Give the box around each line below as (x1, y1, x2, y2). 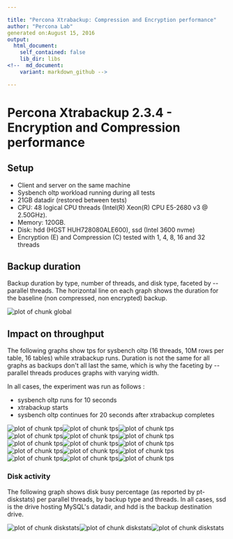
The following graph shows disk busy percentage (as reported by (7, 487, 195, 496)
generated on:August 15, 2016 (7, 29, 96, 36)
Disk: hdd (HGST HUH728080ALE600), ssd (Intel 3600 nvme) (17, 225, 195, 234)
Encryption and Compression (7, 120, 181, 135)
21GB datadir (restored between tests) (17, 195, 128, 204)
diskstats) (7, 495, 36, 503)
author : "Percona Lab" (7, 22, 73, 30)
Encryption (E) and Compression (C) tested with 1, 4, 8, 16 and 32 (17, 232, 206, 241)
